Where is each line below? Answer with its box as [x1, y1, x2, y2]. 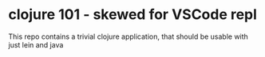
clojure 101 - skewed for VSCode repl [8, 6, 258, 24]
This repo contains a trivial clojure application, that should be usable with [8, 32, 249, 41]
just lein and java [8, 40, 64, 49]
